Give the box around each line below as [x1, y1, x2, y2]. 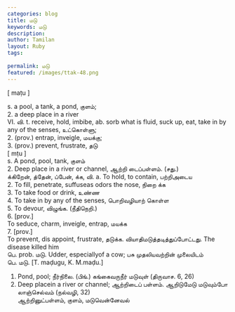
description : [7, 30, 46, 37]
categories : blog [7, 10, 58, 18]
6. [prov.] [7, 212, 34, 220]
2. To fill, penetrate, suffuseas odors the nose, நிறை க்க [7, 180, 166, 188]
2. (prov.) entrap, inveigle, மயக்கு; [7, 133, 102, 141]
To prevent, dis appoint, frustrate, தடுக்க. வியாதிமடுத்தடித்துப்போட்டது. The [7, 235, 215, 243]
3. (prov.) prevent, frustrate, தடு [7, 141, 98, 150]
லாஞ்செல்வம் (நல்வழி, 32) [17, 287, 90, 296]
